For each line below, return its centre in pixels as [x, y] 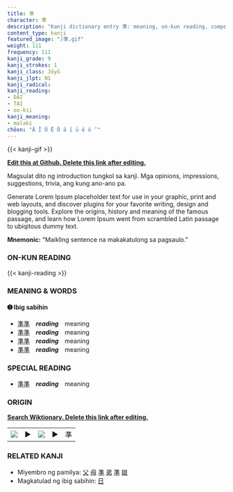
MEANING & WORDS [42, 290]
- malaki [20, 123]
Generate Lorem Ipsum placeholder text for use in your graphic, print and [112, 197]
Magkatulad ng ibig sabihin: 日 [60, 481]
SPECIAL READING [39, 368]
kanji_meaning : [29, 116]
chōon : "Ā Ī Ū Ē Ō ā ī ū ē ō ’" [54, 130]
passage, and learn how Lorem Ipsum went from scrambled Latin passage [113, 219]
